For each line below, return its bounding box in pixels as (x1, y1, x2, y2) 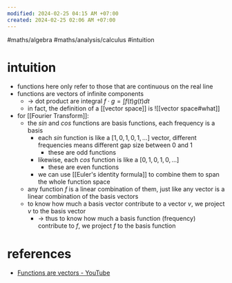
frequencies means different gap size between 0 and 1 (37, 141, 193, 149)
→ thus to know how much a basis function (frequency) (37, 215, 196, 223)
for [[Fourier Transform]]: (17, 112, 90, 120)
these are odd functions (48, 148, 116, 157)
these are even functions (48, 163, 119, 171)
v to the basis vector (27, 207, 86, 215)
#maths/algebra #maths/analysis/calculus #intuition (7, 35, 155, 43)
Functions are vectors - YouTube (17, 269, 110, 277)
